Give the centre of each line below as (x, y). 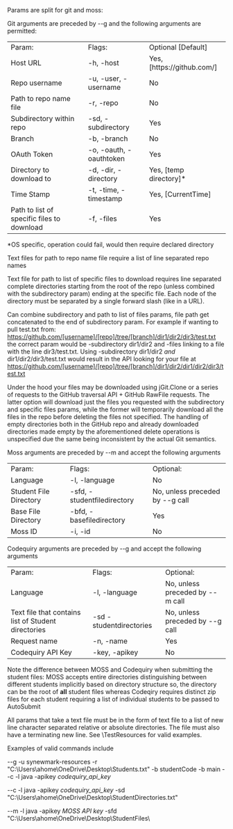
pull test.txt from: (32, 329)
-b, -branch (108, 139)
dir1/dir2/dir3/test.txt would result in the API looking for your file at (102, 359)
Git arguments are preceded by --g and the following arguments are (104, 23)
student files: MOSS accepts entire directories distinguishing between (107, 677)
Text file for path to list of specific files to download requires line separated (114, 279)
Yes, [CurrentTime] (180, 194)
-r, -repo (103, 103)
